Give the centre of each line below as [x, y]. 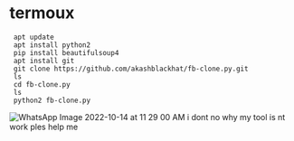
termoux [42, 13]
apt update [33, 37]
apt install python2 [52, 45]
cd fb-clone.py [42, 84]
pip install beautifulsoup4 [66, 52]
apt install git [44, 61]
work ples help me [44, 127]
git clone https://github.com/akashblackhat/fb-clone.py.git [131, 69]
